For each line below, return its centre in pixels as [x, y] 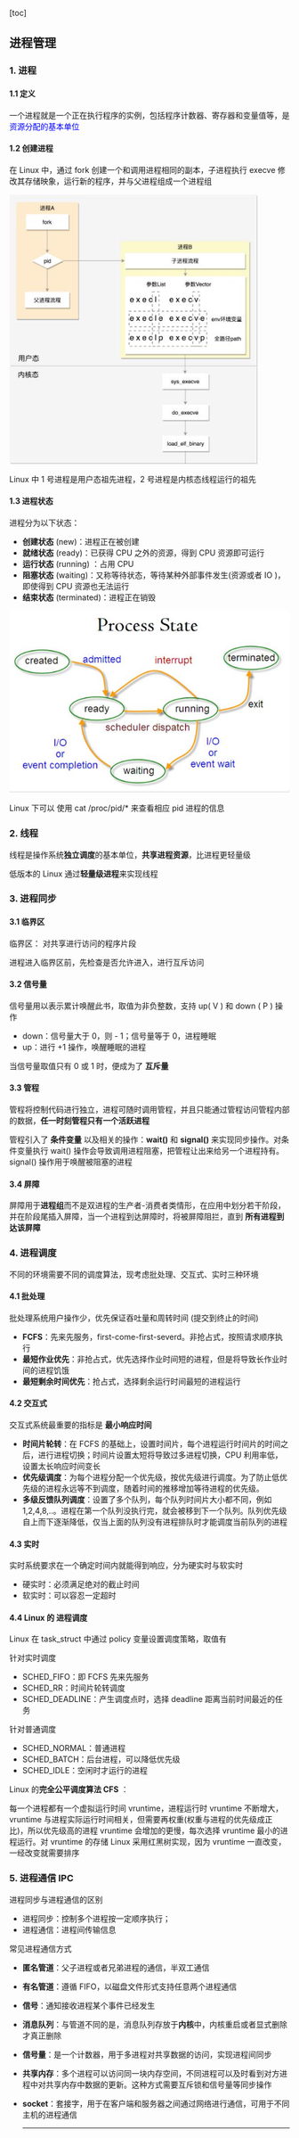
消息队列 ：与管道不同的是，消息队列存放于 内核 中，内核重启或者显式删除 [154, 2024]
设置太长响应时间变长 [61, 1466]
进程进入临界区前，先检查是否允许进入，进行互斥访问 [107, 962]
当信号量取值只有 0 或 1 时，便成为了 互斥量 [89, 1065]
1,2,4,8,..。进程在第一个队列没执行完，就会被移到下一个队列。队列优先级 [154, 1511]
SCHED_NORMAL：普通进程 [74, 1748]
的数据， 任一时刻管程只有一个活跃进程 [79, 1121]
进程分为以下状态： [44, 522]
